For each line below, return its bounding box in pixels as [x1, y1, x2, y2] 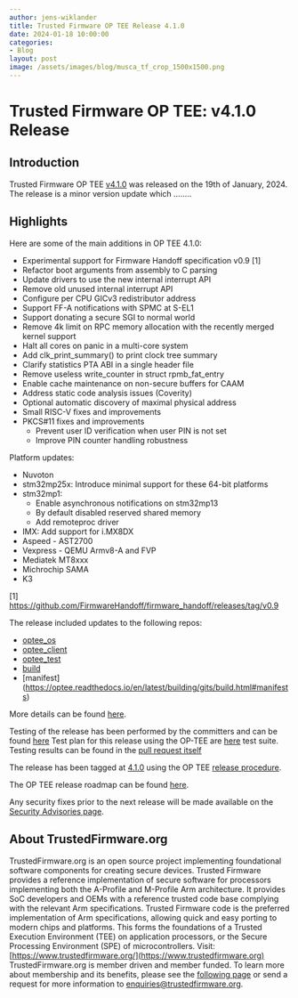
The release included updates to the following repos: [9, 617, 203, 628]
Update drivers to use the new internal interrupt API [21, 273, 212, 285]
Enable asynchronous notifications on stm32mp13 [35, 498, 219, 508]
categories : [9, 37, 53, 47]
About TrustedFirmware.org [9, 832, 168, 847]
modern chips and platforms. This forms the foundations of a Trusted [9, 921, 262, 932]
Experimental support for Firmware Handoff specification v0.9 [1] [21, 255, 262, 265]
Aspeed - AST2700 [21, 535, 93, 546]
